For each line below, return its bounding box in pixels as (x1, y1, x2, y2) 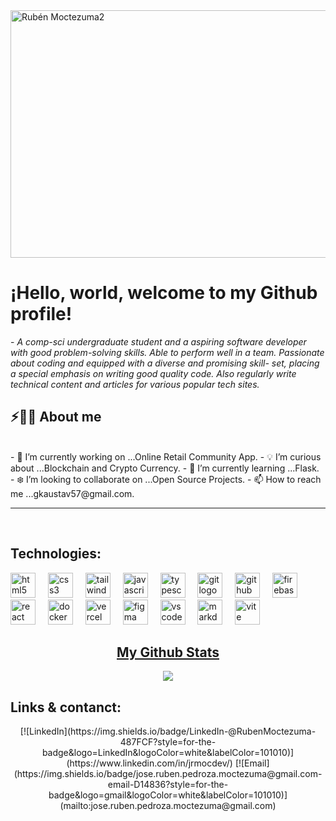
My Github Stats (116, 644, 220, 661)
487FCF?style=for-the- (119, 736, 217, 748)
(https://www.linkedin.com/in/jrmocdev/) (66, 757, 233, 769)
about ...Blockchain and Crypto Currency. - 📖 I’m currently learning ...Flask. (10, 462, 320, 474)
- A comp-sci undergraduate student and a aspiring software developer (10, 335, 307, 348)
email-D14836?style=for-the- (107, 779, 229, 791)
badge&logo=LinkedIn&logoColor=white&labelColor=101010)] (41, 747, 295, 759)
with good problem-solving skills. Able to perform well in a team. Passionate (10, 346, 325, 358)
